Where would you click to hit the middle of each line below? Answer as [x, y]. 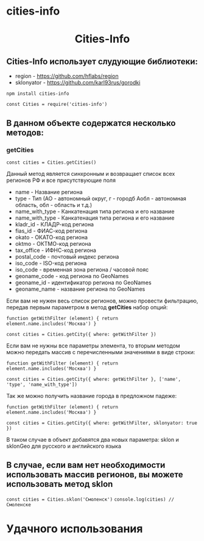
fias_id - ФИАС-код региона [51, 231]
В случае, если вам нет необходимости [86, 465]
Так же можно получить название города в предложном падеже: [92, 396]
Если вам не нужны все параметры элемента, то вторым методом [93, 346]
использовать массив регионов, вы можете [95, 475]
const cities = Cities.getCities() [51, 162]
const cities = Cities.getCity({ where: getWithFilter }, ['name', [94, 379]
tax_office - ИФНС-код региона [55, 250]
